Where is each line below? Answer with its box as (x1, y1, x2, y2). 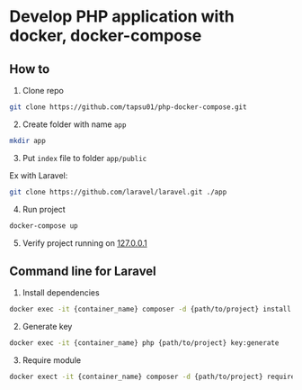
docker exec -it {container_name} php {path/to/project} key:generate (9, 339, 280, 348)
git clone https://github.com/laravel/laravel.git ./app (9, 187, 227, 196)
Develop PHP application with (9, 6, 235, 27)
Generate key (22, 322, 73, 332)
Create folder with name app (22, 119, 127, 130)
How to (9, 61, 50, 77)
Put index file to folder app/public (22, 152, 147, 163)
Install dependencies (22, 287, 101, 298)
